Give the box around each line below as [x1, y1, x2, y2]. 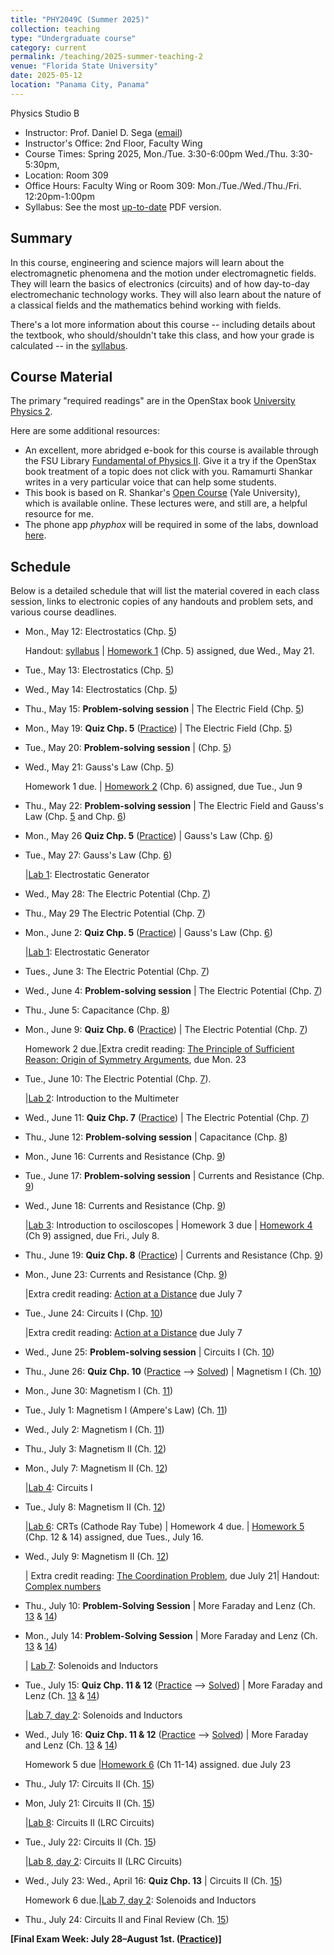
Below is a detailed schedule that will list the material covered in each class [10, 585, 320, 597]
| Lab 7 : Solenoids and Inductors [24, 1660, 159, 1672]
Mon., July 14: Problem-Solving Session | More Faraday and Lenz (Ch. [24, 1630, 318, 1642]
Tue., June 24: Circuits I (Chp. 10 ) [24, 1307, 163, 1320]
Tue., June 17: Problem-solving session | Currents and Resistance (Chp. [24, 1170, 325, 1182]
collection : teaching [10, 24, 101, 34]
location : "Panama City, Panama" [10, 80, 150, 90]
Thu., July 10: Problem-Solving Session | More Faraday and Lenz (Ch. [24, 1600, 316, 1612]
